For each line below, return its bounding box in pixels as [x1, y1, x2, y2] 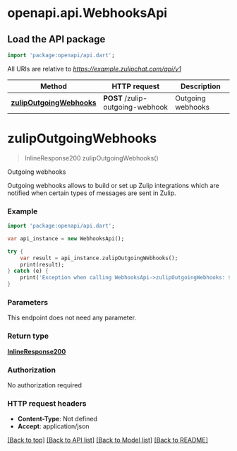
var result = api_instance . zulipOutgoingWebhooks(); [20, 254, 178, 262]
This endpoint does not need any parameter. [7, 313, 136, 322]
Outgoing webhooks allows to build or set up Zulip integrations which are [7, 181, 220, 189]
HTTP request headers [7, 398, 87, 408]
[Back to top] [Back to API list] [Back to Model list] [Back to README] [7, 436, 208, 445]
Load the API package [7, 33, 106, 45]
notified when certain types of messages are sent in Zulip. [7, 189, 176, 197]
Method [39, 81, 67, 91]
